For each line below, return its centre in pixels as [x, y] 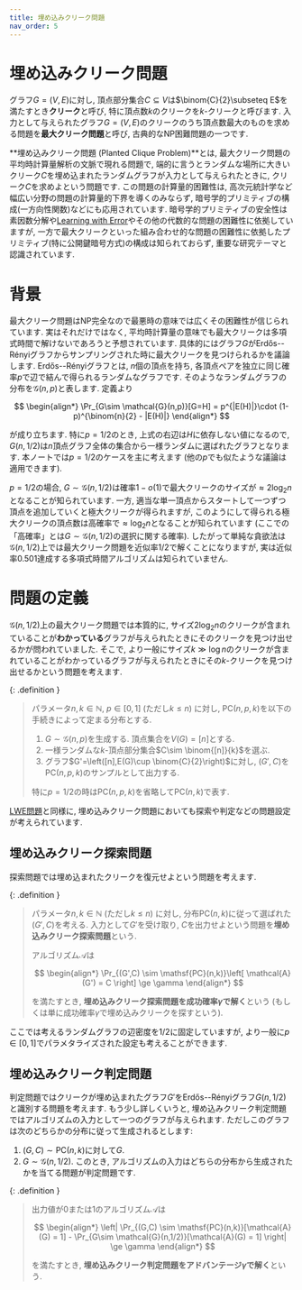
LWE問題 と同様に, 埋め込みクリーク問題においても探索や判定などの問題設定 [150, 810]
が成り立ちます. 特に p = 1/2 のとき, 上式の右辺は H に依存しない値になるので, [150, 435]
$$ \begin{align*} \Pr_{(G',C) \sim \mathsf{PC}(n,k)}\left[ [140, 973]
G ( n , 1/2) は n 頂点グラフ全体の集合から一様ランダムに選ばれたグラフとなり [146, 446]
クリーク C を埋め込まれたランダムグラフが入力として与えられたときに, [140, 176]
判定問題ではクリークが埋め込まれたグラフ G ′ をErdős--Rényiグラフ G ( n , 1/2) [148, 1097]
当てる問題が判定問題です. [87, 1173]
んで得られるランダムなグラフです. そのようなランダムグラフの [170, 377]
